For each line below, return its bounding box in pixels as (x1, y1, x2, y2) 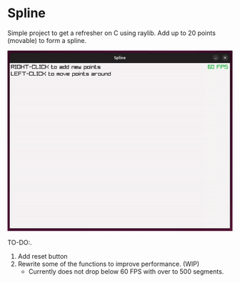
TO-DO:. (7, 238, 32, 247)
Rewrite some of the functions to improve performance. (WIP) (17, 259, 200, 268)
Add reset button (17, 252, 68, 260)
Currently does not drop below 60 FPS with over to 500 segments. (28, 267, 224, 276)
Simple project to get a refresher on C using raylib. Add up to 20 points (7, 29, 216, 37)
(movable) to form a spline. (7, 36, 87, 44)
